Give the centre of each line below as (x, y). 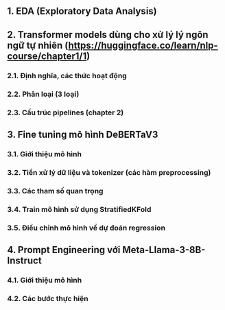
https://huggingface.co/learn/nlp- (143, 45)
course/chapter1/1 (47, 56)
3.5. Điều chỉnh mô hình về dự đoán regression (86, 228)
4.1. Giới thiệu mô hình (45, 280)
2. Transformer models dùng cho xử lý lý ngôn (108, 35)
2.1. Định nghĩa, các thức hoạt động (67, 75)
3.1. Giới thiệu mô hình (45, 154)
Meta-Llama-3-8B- (164, 250)
